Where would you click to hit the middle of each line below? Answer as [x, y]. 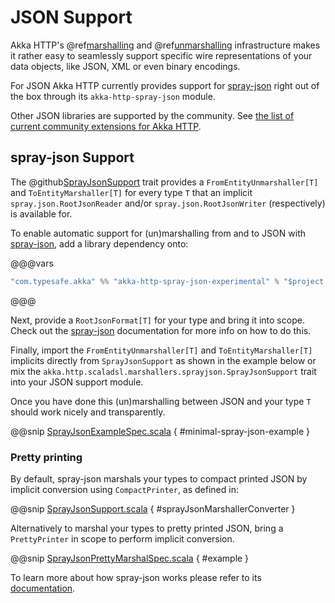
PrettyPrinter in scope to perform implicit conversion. [122, 538]
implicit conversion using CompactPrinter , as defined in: [124, 489]
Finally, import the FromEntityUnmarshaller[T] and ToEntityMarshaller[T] [161, 350]
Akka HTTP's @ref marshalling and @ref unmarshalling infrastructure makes [165, 45]
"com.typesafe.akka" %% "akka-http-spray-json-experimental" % [145, 281]
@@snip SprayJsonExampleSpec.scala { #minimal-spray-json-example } [160, 431]
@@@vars [32, 263]
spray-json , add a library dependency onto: [99, 243]
